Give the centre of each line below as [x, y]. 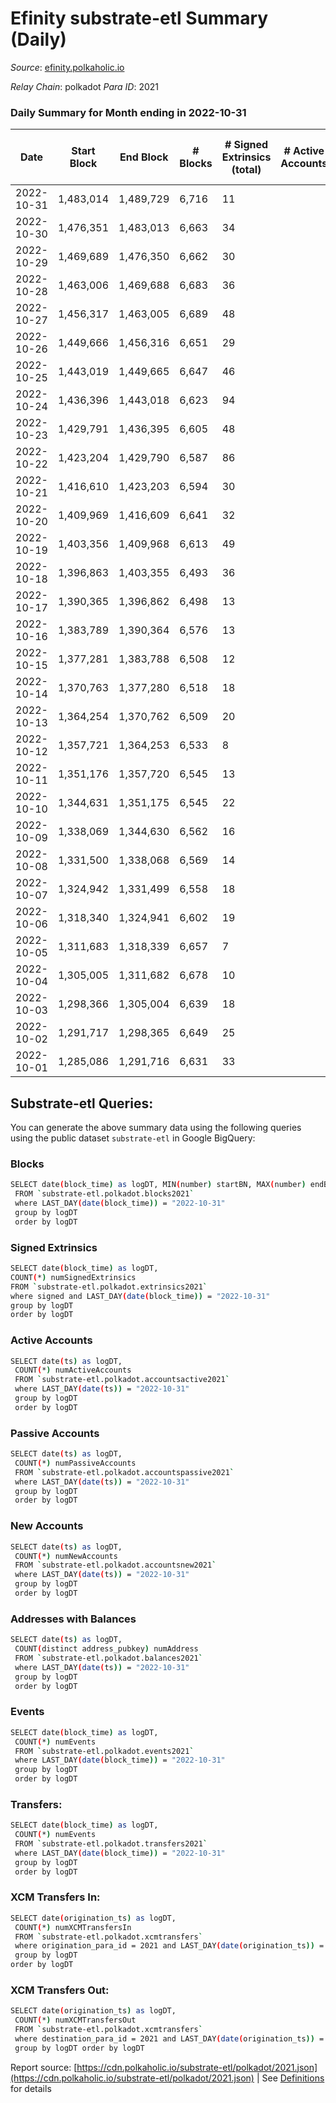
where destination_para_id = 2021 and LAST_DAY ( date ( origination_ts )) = [169, 2039]
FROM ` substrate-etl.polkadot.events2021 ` [104, 1751]
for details [31, 2088]
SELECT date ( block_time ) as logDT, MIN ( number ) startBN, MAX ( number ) [158, 1185]
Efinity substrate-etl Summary [139, 18]
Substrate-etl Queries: [82, 1103]
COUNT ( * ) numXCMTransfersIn [73, 1927]
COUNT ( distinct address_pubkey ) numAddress [106, 1649]
